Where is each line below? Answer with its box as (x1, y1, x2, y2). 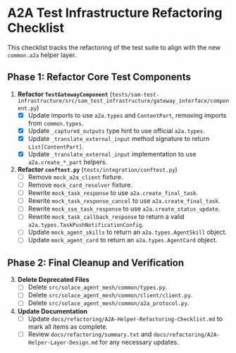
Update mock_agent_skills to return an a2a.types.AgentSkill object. (27, 228, 228, 237)
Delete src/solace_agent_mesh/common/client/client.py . (27, 291, 193, 299)
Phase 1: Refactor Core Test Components (7, 71, 192, 83)
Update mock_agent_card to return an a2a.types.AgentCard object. (27, 236, 218, 244)
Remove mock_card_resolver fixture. (27, 181, 133, 190)
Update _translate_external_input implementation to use (27, 149, 197, 158)
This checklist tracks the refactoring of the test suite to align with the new (7, 43, 221, 51)
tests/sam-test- (111, 91, 160, 98)
